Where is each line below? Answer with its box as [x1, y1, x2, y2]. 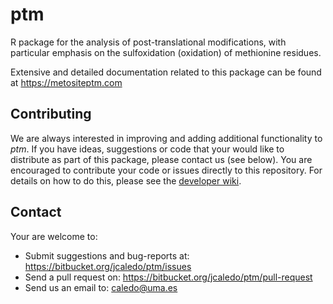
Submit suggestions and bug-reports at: [24, 249, 190, 262]
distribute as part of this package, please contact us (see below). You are [10, 153, 313, 165]
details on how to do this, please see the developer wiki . [10, 174, 242, 187]
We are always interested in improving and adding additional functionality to [10, 132, 323, 144]
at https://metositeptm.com [10, 76, 123, 88]
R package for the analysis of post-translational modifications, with [10, 36, 287, 48]
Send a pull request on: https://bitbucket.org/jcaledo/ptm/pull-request [24, 271, 313, 283]
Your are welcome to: [10, 230, 98, 242]
